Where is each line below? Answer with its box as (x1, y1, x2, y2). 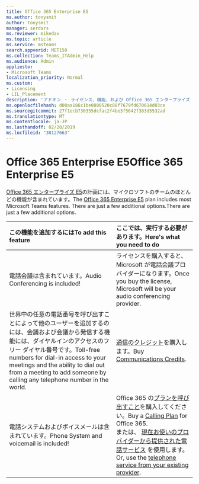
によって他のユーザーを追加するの (15, 319, 110, 327)
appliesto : (6, 63, 33, 70)
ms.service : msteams (6, 42, 57, 48)
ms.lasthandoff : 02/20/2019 (6, 124, 76, 130)
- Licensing (6, 86, 36, 92)
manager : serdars (6, 25, 49, 31)
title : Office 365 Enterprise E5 (6, 8, 89, 15)
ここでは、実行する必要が (115, 223, 188, 232)
